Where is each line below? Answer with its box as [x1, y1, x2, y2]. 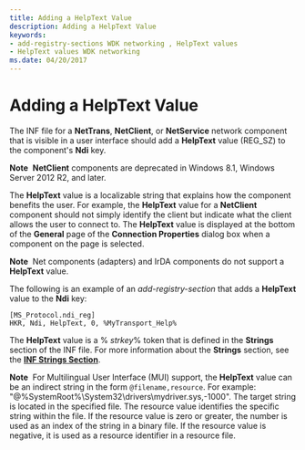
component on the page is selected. [9, 238, 145, 249]
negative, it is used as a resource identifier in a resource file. [9, 430, 237, 441]
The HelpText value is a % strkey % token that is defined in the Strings [9, 334, 274, 345]
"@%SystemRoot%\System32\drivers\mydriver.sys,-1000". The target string [9, 391, 297, 402]
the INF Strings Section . [9, 353, 101, 365]
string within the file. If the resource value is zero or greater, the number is [9, 410, 289, 421]
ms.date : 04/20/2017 [9, 56, 88, 65]
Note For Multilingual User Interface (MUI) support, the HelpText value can [9, 372, 293, 382]
